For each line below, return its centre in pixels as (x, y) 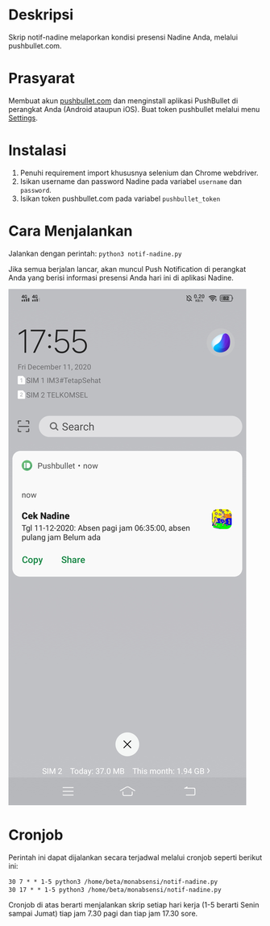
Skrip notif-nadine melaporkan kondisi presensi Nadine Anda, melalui (123, 37)
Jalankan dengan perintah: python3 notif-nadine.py (96, 253)
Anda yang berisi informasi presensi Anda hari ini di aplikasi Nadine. (121, 277)
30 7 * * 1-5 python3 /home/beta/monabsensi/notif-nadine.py (113, 882)
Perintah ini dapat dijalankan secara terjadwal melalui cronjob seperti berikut (135, 857)
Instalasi (37, 150)
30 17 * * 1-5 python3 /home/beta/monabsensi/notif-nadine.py (115, 890)
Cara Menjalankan (71, 231)
